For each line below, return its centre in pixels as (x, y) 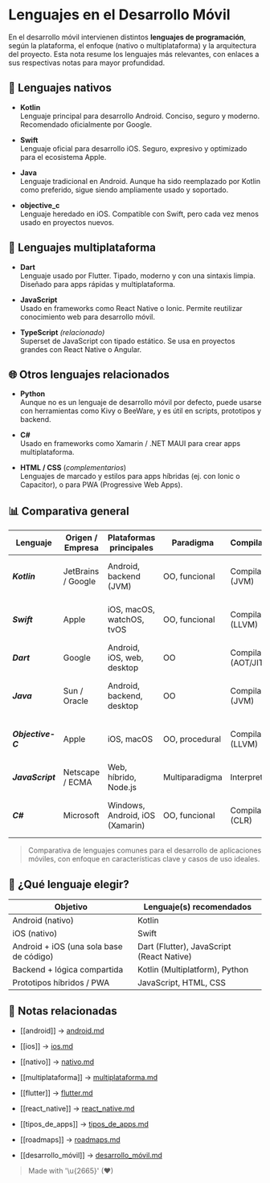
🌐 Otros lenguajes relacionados (89, 374)
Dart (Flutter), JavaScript (184, 946)
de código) (33, 956)
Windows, (126, 805)
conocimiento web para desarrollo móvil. (87, 317)
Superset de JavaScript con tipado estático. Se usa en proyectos (127, 341)
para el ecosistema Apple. (63, 157)
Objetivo (71, 907)
